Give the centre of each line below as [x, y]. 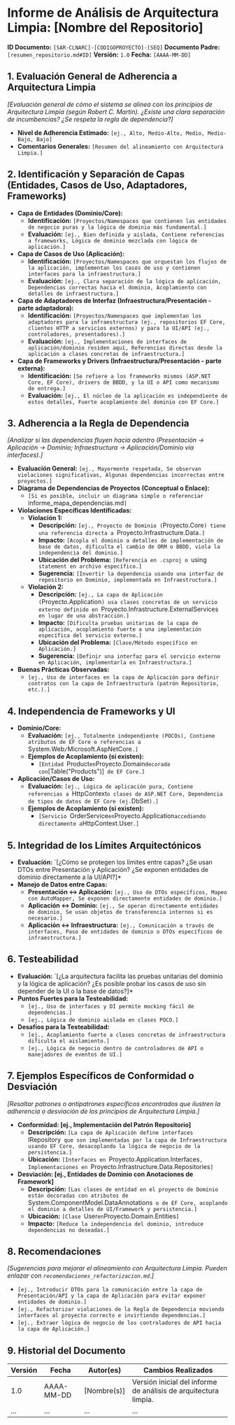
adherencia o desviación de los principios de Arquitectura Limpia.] [104, 1111]
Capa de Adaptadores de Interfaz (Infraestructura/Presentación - [114, 300]
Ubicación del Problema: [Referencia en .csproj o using [123, 560]
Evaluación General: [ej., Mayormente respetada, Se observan [109, 468]
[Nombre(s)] [105, 1391]
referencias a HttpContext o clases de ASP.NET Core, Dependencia [125, 794]
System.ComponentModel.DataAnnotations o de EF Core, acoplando [128, 1202]
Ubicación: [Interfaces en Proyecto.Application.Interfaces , [115, 1159]
